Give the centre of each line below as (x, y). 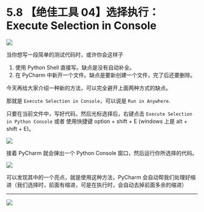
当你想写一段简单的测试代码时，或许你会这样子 (65, 55)
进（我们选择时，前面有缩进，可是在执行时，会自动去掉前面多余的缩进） (97, 185)
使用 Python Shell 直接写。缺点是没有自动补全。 (75, 67)
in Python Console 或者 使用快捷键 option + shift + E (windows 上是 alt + (97, 121)
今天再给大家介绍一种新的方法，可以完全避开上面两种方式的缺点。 (89, 88)
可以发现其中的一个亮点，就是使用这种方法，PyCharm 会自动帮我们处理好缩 (101, 177)
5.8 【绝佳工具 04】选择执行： (83, 12)
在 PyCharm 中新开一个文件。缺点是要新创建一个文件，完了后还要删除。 (105, 75)
